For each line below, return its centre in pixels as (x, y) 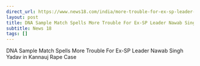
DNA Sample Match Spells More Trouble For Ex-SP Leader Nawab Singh (95, 51)
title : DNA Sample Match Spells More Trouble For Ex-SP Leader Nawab (94, 23)
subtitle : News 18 (29, 28)
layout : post (22, 17)
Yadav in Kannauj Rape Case (41, 57)
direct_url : (21, 12)
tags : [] (17, 34)
